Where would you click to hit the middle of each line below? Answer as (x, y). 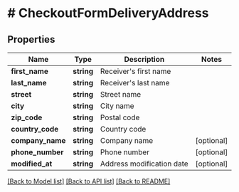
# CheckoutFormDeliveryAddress (108, 13)
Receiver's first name (136, 71)
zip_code (27, 117)
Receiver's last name (135, 83)
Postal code (120, 117)
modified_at (32, 164)
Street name (120, 94)
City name (117, 106)
